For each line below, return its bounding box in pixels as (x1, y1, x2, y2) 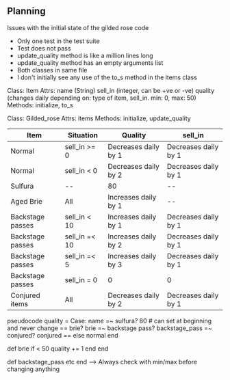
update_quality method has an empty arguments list (16, 58, 164, 67)
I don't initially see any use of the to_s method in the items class (16, 73, 197, 81)
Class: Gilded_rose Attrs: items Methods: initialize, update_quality (7, 114, 192, 122)
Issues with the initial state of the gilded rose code (7, 23, 149, 31)
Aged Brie (10, 196, 43, 206)
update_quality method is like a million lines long (16, 51, 153, 59)
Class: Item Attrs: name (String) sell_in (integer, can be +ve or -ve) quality (7, 86, 215, 94)
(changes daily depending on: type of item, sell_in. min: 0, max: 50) (7, 94, 196, 102)
